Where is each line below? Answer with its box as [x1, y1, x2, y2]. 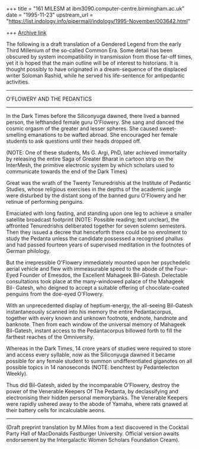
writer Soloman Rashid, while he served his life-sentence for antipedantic [6, 72, 185, 79]
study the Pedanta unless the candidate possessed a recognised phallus [6, 235, 184, 242]
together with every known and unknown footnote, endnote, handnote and [6, 315, 188, 322]
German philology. [6, 248, 52, 254]
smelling [6, 132, 27, 138]
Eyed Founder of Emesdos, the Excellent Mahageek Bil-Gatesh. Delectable [6, 272, 188, 278]
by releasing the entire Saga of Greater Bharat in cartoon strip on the [6, 155, 174, 162]
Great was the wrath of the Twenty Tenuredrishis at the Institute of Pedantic [6, 179, 191, 186]
